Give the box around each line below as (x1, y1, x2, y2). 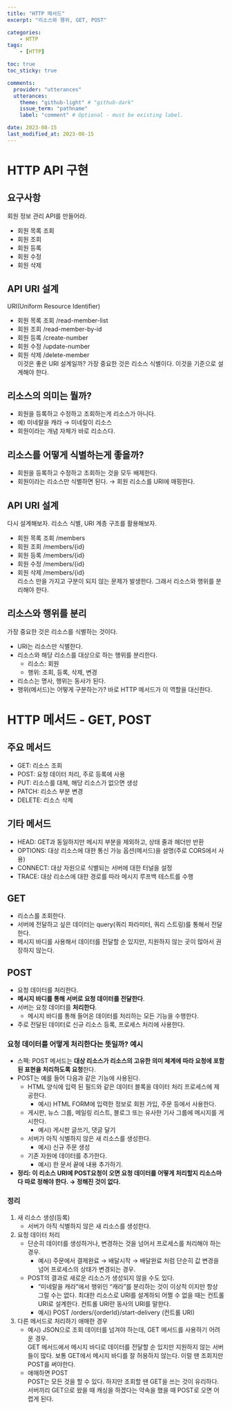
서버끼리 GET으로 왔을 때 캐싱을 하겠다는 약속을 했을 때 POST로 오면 (27, 1386, 213, 1394)
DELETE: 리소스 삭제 (17, 796, 74, 804)
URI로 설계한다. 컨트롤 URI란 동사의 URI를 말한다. (37, 1299, 171, 1307)
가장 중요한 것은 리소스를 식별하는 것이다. (7, 627, 118, 635)
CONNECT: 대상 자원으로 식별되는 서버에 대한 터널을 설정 (17, 863, 173, 872)
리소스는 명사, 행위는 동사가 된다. (17, 676, 106, 684)
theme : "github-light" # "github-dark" (19, 99, 135, 106)
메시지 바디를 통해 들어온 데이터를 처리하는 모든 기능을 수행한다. (27, 1012, 199, 1020)
